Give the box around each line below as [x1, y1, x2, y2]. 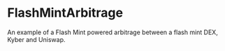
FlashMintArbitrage [7, 5, 124, 21]
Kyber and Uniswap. [7, 35, 66, 43]
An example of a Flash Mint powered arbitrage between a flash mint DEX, [7, 28, 218, 36]
